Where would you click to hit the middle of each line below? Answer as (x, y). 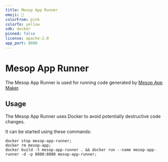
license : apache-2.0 (27, 39)
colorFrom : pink (22, 19)
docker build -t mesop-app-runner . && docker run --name (68, 150)
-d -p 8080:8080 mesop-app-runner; (59, 154)
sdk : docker (18, 29)
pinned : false (20, 34)
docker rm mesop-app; (28, 145)
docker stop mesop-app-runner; (39, 141)
